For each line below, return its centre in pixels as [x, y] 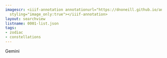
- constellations [23, 37]
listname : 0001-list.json [32, 23]
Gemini [12, 51]
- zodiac [14, 32]
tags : [11, 28]
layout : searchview [25, 19]
